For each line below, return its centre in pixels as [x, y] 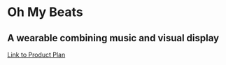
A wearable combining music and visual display [113, 38]
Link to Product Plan [36, 55]
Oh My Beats [45, 12]
